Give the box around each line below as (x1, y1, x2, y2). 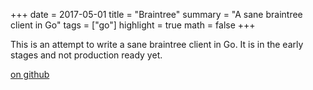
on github (10, 69, 50, 80)
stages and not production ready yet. (10, 49, 163, 61)
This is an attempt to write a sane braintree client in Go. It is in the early (10, 39, 304, 50)
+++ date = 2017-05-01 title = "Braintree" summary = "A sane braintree (10, 9, 303, 20)
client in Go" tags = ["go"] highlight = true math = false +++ (10, 19, 256, 31)
